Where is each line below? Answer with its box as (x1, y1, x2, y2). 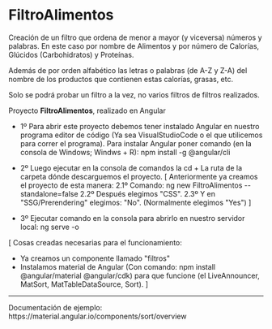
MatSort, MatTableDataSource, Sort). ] (19, 279, 148, 289)
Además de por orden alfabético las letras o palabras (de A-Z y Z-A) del (8, 65, 248, 75)
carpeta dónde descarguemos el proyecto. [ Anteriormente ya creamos (19, 171, 258, 181)
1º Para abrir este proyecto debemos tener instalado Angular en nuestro (19, 121, 261, 131)
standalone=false (19, 188, 79, 198)
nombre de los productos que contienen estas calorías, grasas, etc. (8, 74, 233, 84)
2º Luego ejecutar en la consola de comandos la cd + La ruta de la (19, 162, 243, 172)
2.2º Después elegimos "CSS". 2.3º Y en (79, 188, 216, 198)
